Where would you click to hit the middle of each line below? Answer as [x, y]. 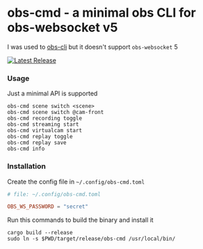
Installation [27, 166]
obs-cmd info [26, 149]
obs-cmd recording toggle [44, 119]
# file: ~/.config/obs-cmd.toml [54, 194]
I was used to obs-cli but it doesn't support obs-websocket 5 [93, 47]
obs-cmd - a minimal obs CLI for [101, 13]
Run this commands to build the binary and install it [81, 220]
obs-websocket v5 [63, 27]
